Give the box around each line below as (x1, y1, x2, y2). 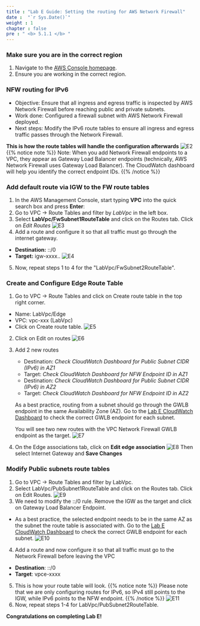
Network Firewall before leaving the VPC (14, 552, 115, 560)
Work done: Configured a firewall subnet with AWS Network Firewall (14, 112, 183, 119)
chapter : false (6, 25, 47, 32)
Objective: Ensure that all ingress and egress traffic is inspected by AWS (14, 99, 193, 106)
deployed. (14, 118, 40, 126)
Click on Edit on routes (14, 335, 71, 342)
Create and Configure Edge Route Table (6, 279, 124, 287)
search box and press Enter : (14, 203, 85, 210)
